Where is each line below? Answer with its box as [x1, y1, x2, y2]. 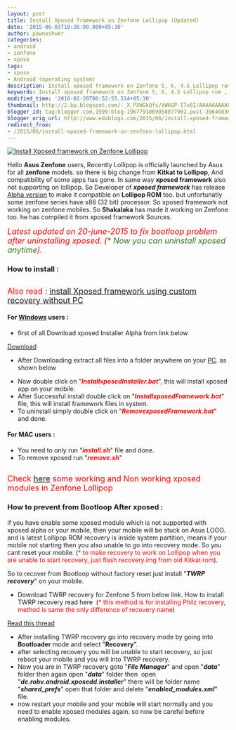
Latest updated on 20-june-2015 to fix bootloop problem [7, 226, 218, 237]
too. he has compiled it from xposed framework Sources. [7, 213, 172, 221]
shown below [17, 363, 56, 372]
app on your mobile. [17, 384, 76, 393]
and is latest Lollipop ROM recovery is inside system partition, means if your [7, 533, 227, 542]
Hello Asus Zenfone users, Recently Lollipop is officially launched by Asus [7, 161, 223, 169]
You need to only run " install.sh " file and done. [17, 446, 155, 455]
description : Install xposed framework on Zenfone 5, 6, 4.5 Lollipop [7, 82, 218, 89]
